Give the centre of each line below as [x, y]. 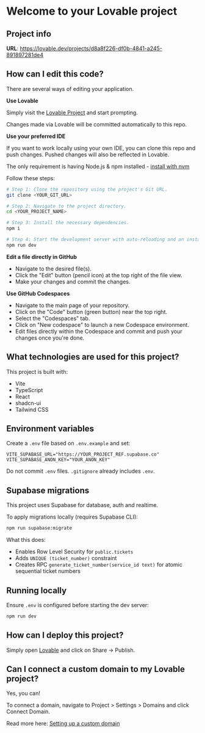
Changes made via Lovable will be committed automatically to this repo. [97, 124]
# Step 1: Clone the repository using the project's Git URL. [87, 189]
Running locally [37, 590]
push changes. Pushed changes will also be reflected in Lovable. [88, 155]
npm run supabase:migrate [39, 528]
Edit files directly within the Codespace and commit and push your [99, 331]
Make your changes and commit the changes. [73, 282]
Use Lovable [22, 100]
